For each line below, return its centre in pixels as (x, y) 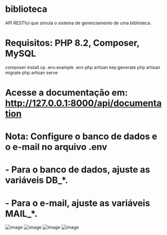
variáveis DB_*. (37, 180)
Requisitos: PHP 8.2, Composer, (72, 43)
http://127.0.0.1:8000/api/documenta (83, 103)
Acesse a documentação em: (67, 93)
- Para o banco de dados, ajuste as (78, 170)
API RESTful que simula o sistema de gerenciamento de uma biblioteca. (78, 23)
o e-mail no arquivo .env (56, 147)
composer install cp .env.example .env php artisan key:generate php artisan (83, 67)
